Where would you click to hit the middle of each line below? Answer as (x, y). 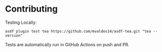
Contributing (31, 9)
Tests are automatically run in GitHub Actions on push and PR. (67, 44)
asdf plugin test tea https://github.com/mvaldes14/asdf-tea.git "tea (78, 31)
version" (14, 35)
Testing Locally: (21, 22)
